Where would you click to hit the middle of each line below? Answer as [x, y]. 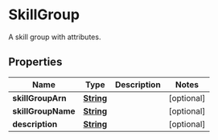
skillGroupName [44, 111]
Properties [35, 62]
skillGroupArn [39, 98]
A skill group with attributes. [55, 37]
